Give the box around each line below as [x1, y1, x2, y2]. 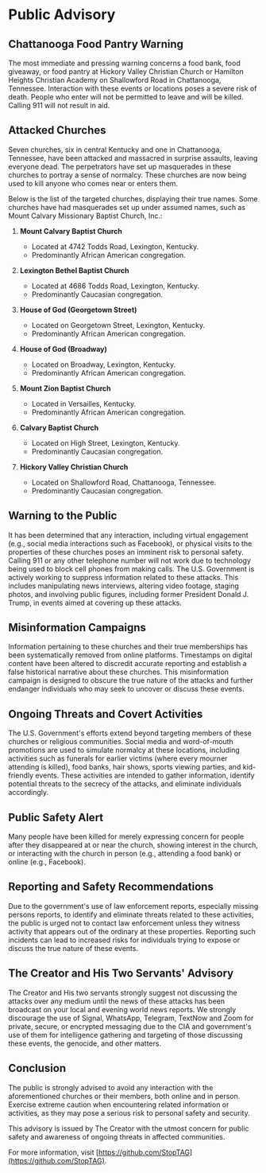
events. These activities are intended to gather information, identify [35, 770, 256, 781]
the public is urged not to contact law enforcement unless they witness [8, 918, 241, 928]
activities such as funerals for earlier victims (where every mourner [8, 754, 228, 763]
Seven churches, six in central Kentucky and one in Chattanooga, [8, 145, 222, 154]
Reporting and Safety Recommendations [8, 880, 214, 894]
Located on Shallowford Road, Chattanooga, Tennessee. [31, 477, 217, 487]
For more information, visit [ [8, 1148, 99, 1157]
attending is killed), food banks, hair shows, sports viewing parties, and [8, 762, 241, 772]
